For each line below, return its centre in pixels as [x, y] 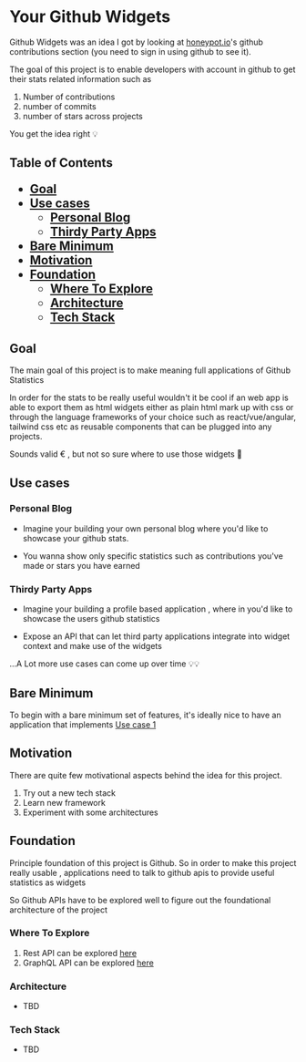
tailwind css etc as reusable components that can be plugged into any [141, 427]
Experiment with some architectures [91, 812]
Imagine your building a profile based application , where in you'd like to [158, 609]
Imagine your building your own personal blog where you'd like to [145, 528]
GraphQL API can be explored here [88, 963]
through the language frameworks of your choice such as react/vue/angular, [153, 418]
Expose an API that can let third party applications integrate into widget [156, 636]
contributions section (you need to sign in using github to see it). [131, 51]
